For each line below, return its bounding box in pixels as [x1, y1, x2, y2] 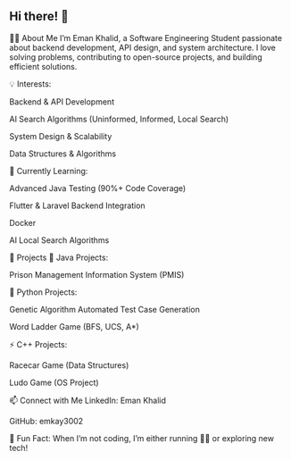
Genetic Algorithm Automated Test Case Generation [9, 304, 201, 314]
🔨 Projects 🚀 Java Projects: [9, 252, 109, 263]
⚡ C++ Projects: [9, 339, 68, 349]
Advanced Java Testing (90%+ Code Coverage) [9, 182, 187, 193]
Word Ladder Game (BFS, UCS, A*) [9, 321, 140, 331]
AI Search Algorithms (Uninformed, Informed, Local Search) [9, 113, 229, 124]
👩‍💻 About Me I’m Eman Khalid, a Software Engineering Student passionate [9, 32, 283, 43]
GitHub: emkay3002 [9, 415, 84, 426]
